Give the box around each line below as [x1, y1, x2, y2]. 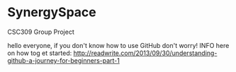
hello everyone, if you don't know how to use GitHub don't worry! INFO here [7, 41, 230, 49]
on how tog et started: [7, 49, 72, 57]
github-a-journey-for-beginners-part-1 [7, 56, 120, 64]
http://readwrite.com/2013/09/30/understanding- [73, 49, 218, 57]
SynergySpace [7, 4, 97, 20]
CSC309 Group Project [7, 28, 74, 36]
